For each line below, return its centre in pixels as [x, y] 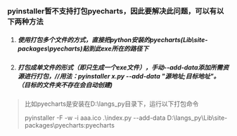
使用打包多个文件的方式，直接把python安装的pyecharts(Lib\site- [113, 39]
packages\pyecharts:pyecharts [69, 125]
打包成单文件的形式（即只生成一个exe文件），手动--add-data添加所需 [120, 67]
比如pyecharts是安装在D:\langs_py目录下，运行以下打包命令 [111, 104]
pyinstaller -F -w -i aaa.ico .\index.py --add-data [95, 118]
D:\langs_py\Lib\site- [197, 118]
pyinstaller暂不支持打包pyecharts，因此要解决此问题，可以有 [112, 11]
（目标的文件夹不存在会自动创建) [65, 85]
